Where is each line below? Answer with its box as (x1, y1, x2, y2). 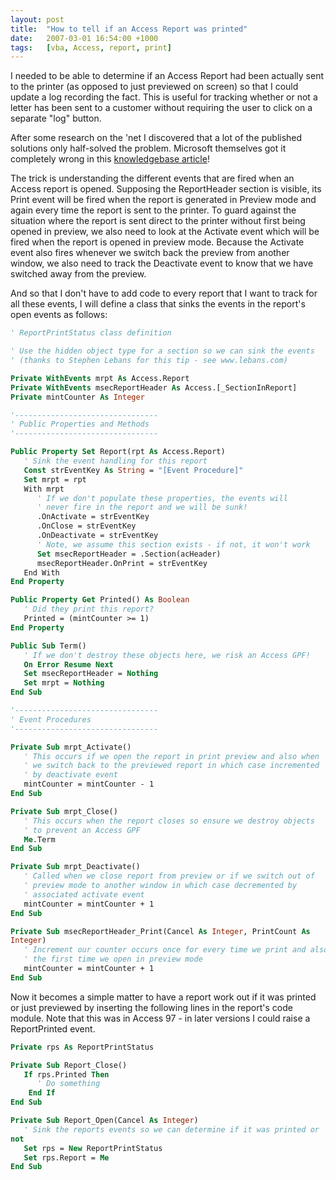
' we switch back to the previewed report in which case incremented (23, 761, 320, 771)
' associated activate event (23, 889, 145, 900)
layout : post (10, 14, 65, 25)
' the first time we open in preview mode (23, 954, 203, 965)
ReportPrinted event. (10, 1022, 96, 1035)
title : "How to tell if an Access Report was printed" (10, 24, 248, 34)
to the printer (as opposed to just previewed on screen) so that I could (10, 81, 299, 93)
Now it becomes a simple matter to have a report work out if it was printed (10, 991, 317, 1003)
